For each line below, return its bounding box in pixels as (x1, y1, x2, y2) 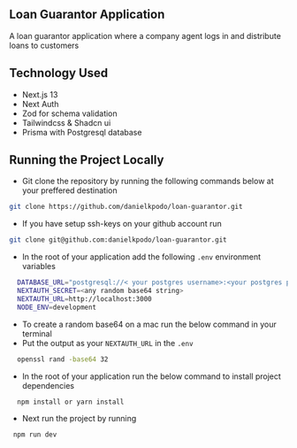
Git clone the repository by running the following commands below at (21, 176, 274, 187)
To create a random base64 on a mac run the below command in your (21, 319, 277, 329)
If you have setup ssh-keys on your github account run (21, 219, 223, 229)
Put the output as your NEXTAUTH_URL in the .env (21, 337, 194, 348)
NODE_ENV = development (17, 303, 97, 312)
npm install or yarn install (17, 398, 125, 406)
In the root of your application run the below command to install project (21, 371, 281, 382)
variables (21, 261, 56, 272)
